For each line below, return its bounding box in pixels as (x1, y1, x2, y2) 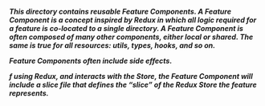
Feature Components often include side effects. (9, 56, 173, 65)
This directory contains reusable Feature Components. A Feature (9, 7, 232, 16)
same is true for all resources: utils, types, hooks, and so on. (9, 41, 216, 50)
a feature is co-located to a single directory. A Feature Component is (9, 24, 244, 33)
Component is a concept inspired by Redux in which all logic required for (9, 15, 257, 25)
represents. (9, 88, 49, 98)
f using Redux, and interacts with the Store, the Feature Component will (9, 72, 253, 80)
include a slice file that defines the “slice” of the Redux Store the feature (9, 80, 257, 89)
